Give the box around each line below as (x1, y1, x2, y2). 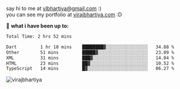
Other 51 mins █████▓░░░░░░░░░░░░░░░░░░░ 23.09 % (6, 49, 175, 55)
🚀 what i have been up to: (6, 23, 69, 29)
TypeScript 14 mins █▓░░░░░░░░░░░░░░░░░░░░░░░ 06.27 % (6, 66, 175, 72)
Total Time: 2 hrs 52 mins (6, 34, 72, 40)
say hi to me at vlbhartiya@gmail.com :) (6, 5, 101, 12)
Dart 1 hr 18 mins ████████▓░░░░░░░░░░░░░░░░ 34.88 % (6, 44, 175, 50)
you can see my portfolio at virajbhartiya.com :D (6, 11, 122, 18)
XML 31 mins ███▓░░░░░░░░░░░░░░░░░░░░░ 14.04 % (6, 55, 175, 60)
